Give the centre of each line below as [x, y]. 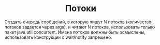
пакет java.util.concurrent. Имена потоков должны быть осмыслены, [75, 32]
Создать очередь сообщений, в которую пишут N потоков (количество [78, 22]
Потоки [81, 8]
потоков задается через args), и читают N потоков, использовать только [80, 27]
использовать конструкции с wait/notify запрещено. [58, 37]
